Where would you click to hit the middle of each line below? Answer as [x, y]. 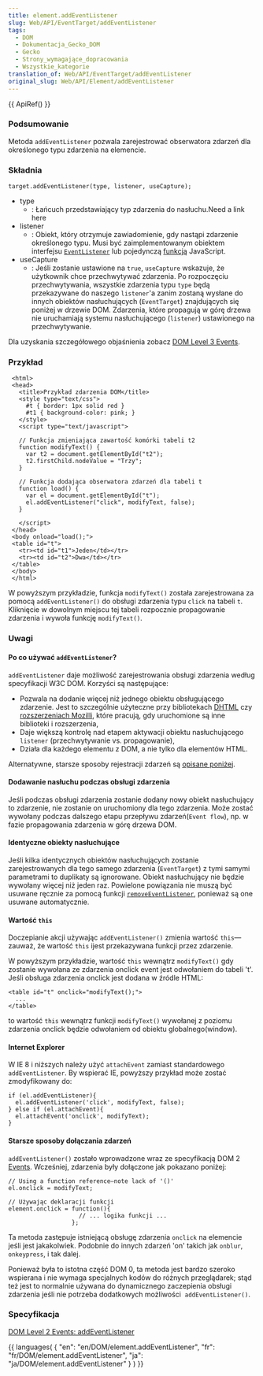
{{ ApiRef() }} [30, 104]
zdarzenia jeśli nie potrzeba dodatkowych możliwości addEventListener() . [129, 1294]
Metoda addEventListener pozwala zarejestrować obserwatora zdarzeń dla [130, 141]
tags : [17, 30]
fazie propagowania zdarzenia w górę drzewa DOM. [93, 825]
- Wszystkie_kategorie [52, 67]
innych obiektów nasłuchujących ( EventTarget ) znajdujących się [135, 302]
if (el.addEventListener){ [52, 1096]
